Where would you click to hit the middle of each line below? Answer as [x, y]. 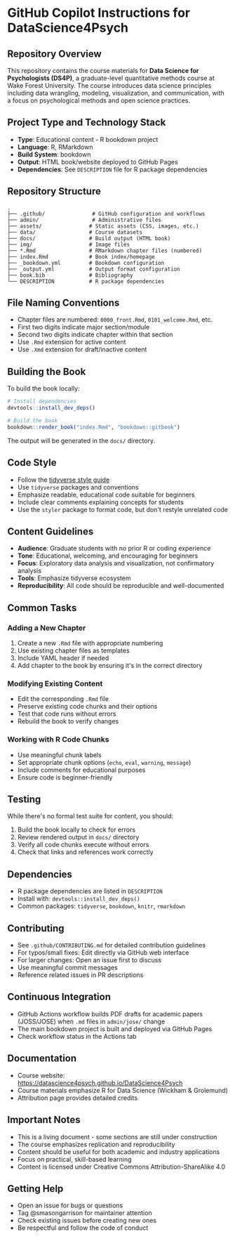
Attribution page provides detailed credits [78, 1098]
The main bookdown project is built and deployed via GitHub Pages [115, 1029]
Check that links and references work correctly [85, 852]
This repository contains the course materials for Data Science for [103, 71]
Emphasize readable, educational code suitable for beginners [106, 494]
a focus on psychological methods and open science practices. [99, 100]
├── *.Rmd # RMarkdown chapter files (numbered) [105, 251]
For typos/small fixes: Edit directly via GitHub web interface [103, 952]
